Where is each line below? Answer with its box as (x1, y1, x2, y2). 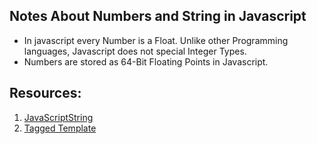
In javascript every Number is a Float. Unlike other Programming (23, 34, 289, 46)
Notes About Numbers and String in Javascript (9, 8, 307, 25)
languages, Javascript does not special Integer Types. (23, 45, 247, 57)
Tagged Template (23, 122, 97, 134)
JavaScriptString (23, 111, 94, 123)
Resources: (9, 85, 82, 102)
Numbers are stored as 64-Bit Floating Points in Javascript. (23, 55, 269, 68)
